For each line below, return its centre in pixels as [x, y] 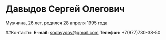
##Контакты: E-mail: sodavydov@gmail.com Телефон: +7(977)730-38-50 [83, 32]
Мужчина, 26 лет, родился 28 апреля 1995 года [56, 23]
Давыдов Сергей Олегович [65, 9]
